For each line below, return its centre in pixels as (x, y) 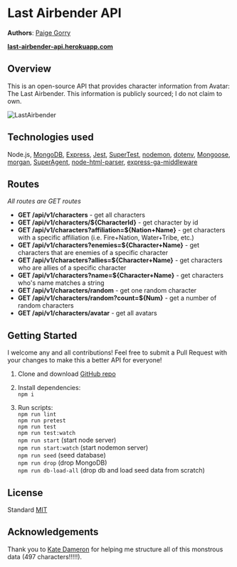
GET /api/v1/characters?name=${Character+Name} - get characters (121, 276)
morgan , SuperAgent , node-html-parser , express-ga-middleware (102, 162)
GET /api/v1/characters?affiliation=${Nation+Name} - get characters (121, 230)
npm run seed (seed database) (62, 455)
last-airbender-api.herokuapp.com (60, 46)
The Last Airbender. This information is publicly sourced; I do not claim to (115, 93)
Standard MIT (27, 510)
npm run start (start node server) (67, 440)
